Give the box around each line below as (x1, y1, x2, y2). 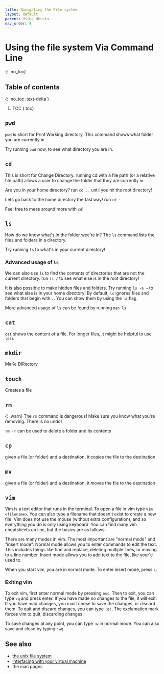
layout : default (5, 12, 38, 17)
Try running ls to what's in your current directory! (5, 246, 105, 253)
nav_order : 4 (5, 21, 32, 26)
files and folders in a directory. (5, 237, 67, 243)
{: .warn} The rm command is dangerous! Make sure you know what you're (5, 413, 155, 419)
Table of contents (5, 83, 60, 91)
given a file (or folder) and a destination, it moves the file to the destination (5, 480, 156, 486)
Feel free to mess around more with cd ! (5, 206, 84, 212)
